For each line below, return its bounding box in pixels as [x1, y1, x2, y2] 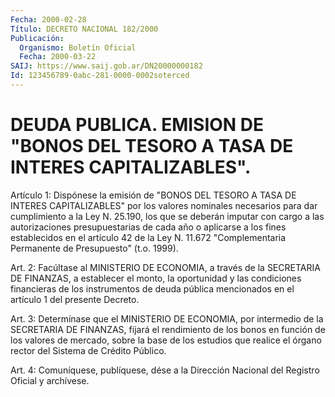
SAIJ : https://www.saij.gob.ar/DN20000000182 [10, 61, 203, 71]
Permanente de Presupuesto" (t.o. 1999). [10, 242, 179, 254]
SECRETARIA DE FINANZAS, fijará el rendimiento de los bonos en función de [10, 323, 326, 335]
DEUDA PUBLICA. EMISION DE [10, 114, 265, 136]
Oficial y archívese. [10, 374, 90, 386]
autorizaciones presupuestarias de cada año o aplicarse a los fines [10, 221, 287, 233]
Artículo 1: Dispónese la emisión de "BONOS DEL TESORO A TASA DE [10, 189, 297, 201]
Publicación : [10, 33, 65, 43]
